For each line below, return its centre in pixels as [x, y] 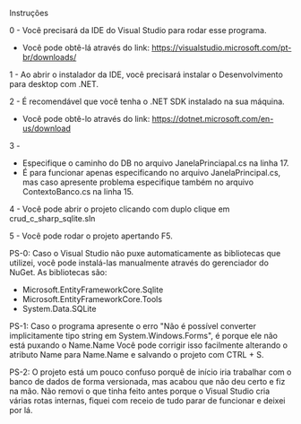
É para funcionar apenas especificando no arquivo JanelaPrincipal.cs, [151, 173]
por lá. [21, 410]
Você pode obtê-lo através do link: [86, 119]
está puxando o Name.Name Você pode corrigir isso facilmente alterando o [149, 345]
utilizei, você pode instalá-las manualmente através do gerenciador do [139, 263]
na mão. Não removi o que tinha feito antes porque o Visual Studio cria [140, 391]
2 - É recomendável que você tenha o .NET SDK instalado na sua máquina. [147, 101]
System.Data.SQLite [59, 309]
